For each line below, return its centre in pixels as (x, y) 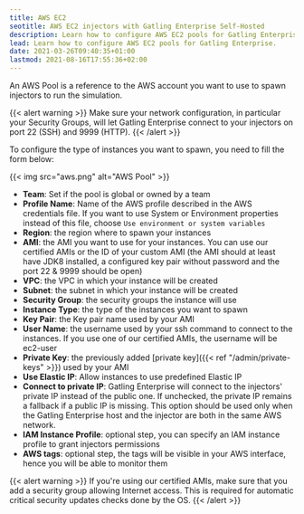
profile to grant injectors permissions (91, 444)
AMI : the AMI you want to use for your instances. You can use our (145, 242)
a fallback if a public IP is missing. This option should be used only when (157, 405)
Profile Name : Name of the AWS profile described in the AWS (137, 204)
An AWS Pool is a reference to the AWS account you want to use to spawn (148, 86)
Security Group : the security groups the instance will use (129, 300)
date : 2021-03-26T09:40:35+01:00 (72, 52)
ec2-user (40, 348)
